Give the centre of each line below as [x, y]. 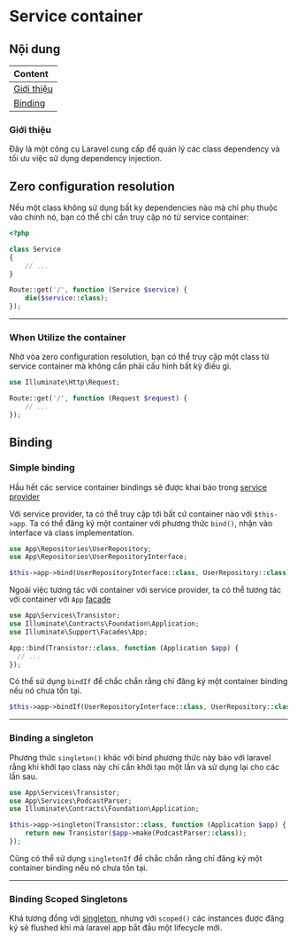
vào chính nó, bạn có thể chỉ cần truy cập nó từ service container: [129, 217]
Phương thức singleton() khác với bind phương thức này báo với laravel [140, 757]
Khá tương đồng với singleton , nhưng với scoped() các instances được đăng [147, 918]
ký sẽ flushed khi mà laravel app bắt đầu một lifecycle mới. [116, 928]
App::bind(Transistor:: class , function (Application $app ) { [124, 648]
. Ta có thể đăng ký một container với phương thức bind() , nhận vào [149, 523]
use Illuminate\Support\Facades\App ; [79, 632]
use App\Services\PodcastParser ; [71, 801]
